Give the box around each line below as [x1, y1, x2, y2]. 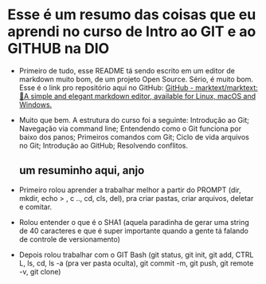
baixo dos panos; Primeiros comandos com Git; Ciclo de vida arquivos [18, 132, 250, 141]
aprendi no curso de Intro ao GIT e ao [7, 22, 256, 41]
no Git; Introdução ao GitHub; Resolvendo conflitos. [18, 140, 189, 150]
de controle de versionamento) [18, 234, 121, 244]
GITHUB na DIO [7, 40, 110, 57]
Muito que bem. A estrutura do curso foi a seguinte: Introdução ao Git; [18, 115, 250, 124]
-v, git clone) [18, 266, 61, 276]
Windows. [18, 100, 53, 109]
